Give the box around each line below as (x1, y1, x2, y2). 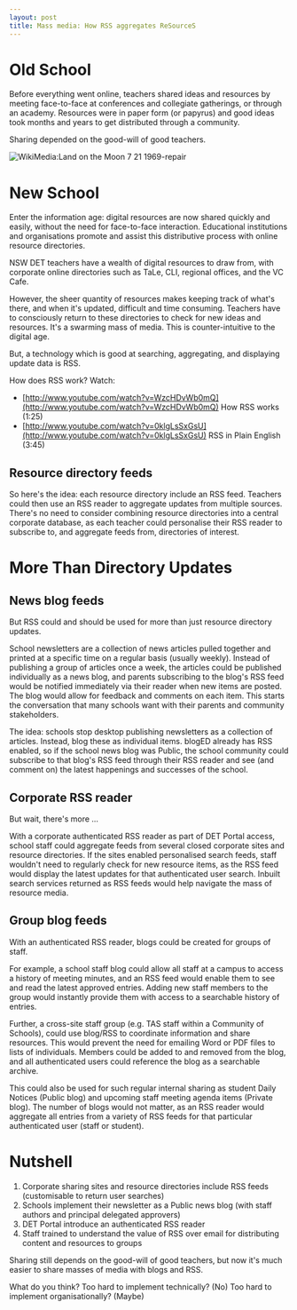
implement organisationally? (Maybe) (9, 1290, 145, 1301)
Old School (9, 60, 91, 80)
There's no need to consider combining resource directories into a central (9, 508, 279, 519)
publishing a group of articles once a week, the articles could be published (9, 663, 282, 673)
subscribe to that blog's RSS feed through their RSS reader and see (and (9, 755, 275, 766)
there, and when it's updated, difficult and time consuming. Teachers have (9, 303, 281, 314)
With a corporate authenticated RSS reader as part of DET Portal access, (9, 831, 276, 841)
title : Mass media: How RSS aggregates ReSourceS (9, 21, 197, 30)
